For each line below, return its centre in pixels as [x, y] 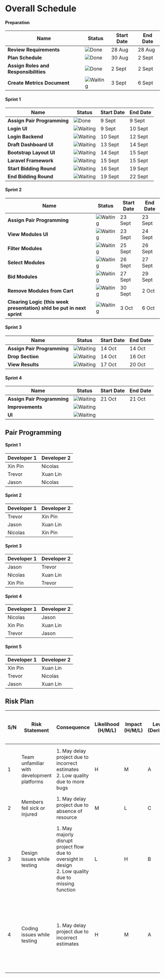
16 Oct [137, 357]
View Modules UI [28, 234]
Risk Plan [19, 701]
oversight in [70, 859]
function [66, 890]
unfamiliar [33, 763]
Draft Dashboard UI [30, 144]
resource [67, 817]
